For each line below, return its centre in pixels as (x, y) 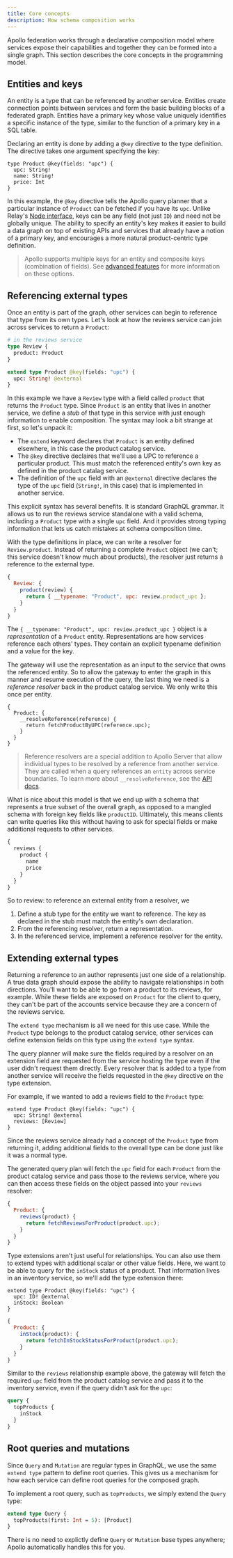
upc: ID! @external (42, 1297)
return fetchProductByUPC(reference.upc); (88, 725)
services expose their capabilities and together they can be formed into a (112, 47)
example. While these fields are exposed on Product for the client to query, (114, 997)
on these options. (49, 274)
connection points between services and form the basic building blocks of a (116, 108)
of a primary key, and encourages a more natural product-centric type (108, 238)
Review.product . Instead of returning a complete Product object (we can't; (113, 550)
